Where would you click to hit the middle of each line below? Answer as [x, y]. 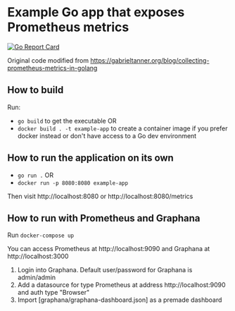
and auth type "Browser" [53, 293]
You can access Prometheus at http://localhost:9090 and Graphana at [109, 249]
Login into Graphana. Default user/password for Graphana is [105, 270]
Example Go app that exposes [96, 12]
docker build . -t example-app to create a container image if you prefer [122, 128]
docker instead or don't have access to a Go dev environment [107, 135]
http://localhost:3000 [38, 256]
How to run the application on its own [90, 158]
